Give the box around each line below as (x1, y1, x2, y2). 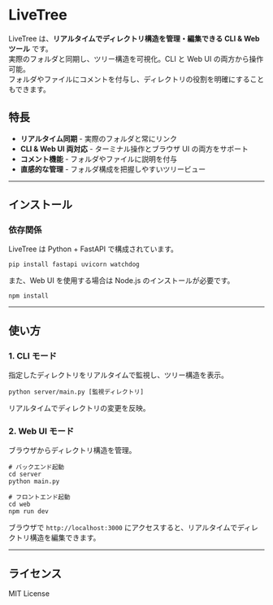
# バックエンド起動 (8, 464, 65, 472)
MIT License (8, 589, 50, 598)
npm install (8, 292, 49, 300)
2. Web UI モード (8, 425, 75, 437)
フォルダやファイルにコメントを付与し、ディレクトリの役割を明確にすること (8, 74, 265, 84)
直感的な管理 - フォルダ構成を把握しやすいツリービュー (19, 164, 206, 174)
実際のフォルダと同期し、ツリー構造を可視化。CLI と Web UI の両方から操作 (8, 54, 264, 63)
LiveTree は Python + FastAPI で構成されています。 (8, 244, 179, 254)
